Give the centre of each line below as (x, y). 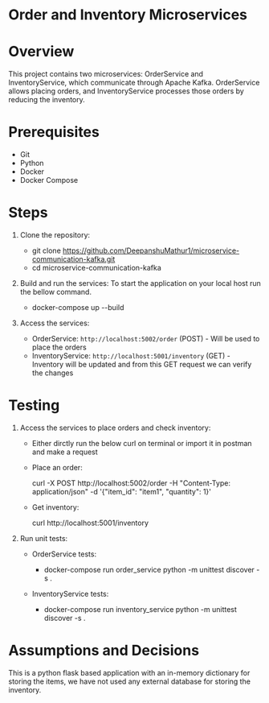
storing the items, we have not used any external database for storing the (130, 681)
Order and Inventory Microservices (128, 15)
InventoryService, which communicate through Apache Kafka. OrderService (134, 83)
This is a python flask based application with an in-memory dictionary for (129, 672)
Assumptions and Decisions (104, 651)
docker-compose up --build (78, 307)
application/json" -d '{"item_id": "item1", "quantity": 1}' (121, 491)
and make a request (65, 452)
